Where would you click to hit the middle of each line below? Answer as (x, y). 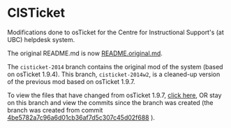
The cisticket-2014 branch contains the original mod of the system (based (115, 66)
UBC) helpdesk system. (41, 39)
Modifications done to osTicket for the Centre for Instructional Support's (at (116, 32)
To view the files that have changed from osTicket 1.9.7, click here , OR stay (114, 95)
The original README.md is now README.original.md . (85, 53)
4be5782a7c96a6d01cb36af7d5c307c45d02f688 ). (81, 118)
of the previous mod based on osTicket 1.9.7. (71, 81)
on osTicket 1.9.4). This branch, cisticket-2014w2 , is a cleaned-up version (114, 74)
